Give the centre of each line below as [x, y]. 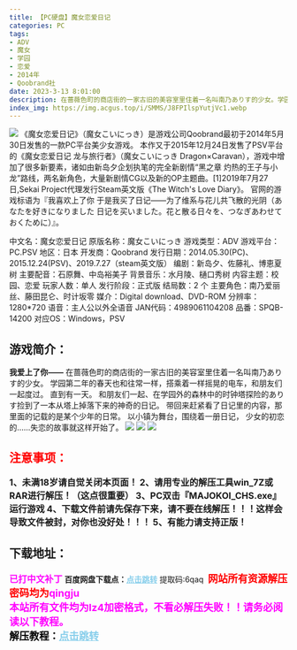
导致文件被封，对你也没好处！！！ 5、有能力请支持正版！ [128, 522]
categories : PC [37, 26]
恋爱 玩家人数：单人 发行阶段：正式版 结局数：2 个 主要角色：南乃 [145, 286]
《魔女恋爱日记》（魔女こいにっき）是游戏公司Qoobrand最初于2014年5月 [152, 134]
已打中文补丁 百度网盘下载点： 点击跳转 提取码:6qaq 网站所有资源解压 [148, 578]
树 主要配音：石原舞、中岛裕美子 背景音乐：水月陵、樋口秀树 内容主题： [140, 274]
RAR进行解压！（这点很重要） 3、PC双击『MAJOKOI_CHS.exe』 [145, 495]
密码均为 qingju [45, 593]
